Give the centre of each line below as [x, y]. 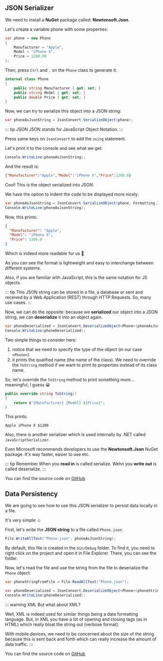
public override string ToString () [41, 394]
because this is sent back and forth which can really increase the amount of [81, 639]
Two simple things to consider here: [41, 340]
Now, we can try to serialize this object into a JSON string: [63, 111]
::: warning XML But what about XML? [43, 604]
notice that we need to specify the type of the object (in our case [77, 349]
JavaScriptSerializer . [27, 440]
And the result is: [22, 167]
